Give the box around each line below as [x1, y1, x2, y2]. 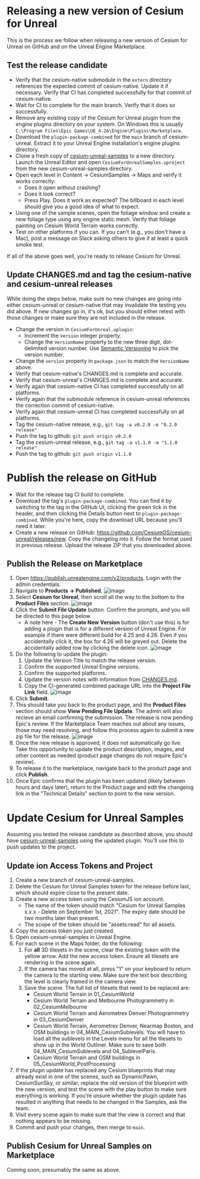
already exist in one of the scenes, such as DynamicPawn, [15, 1073, 159, 1081]
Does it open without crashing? [24, 184, 101, 191]
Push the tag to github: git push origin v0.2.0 [15, 432, 132, 439]
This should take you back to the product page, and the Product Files [15, 701, 186, 708]
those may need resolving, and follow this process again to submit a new [15, 727, 195, 734]
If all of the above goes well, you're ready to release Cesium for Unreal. [7, 252, 182, 260]
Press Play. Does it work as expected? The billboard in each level [24, 196, 184, 203]
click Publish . [15, 771, 49, 778]
